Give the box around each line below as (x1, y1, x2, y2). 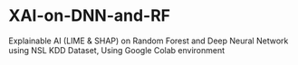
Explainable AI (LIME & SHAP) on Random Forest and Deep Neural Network (8, 35, 289, 46)
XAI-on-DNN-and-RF (8, 5, 171, 26)
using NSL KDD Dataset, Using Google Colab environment (8, 44, 226, 55)
